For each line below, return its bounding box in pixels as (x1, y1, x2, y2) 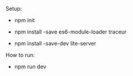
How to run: (5, 51, 35, 59)
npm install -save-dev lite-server (14, 40, 96, 47)
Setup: (5, 5, 22, 12)
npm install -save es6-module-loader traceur (14, 28, 127, 35)
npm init (14, 17, 35, 23)
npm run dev (14, 63, 47, 70)
